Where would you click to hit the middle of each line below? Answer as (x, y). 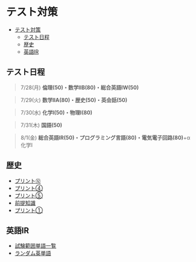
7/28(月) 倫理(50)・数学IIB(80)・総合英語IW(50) (80, 87)
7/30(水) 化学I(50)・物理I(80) (57, 112)
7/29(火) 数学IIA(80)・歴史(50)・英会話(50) (74, 100)
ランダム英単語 (33, 253)
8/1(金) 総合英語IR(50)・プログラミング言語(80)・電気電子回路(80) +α (105, 137)
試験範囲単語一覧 (35, 246)
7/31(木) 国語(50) (41, 125)
